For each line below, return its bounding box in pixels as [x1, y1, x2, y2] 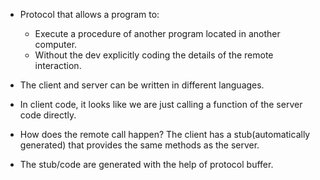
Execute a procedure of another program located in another [34, 28, 281, 39]
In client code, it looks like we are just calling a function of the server [19, 99, 303, 110]
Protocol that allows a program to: [19, 9, 160, 20]
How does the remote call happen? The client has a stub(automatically [19, 129, 311, 140]
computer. [34, 39, 78, 50]
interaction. [34, 60, 82, 71]
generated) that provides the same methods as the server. [19, 139, 260, 151]
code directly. [19, 109, 77, 121]
